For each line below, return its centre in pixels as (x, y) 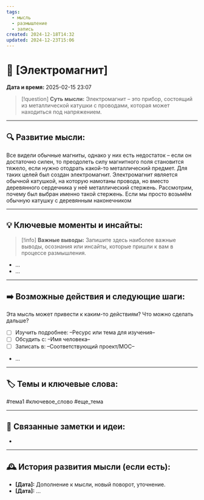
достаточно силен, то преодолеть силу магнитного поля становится (95, 161)
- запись (23, 29)
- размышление (29, 23)
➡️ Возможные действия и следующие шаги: (96, 297)
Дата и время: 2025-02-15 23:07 (49, 87)
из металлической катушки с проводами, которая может (95, 105)
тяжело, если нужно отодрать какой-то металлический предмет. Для (97, 168)
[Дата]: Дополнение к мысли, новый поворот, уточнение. (90, 484)
